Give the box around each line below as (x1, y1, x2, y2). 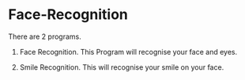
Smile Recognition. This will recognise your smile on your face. (19, 62, 224, 72)
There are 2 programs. (8, 32, 81, 41)
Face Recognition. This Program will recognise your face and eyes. (19, 47, 238, 56)
